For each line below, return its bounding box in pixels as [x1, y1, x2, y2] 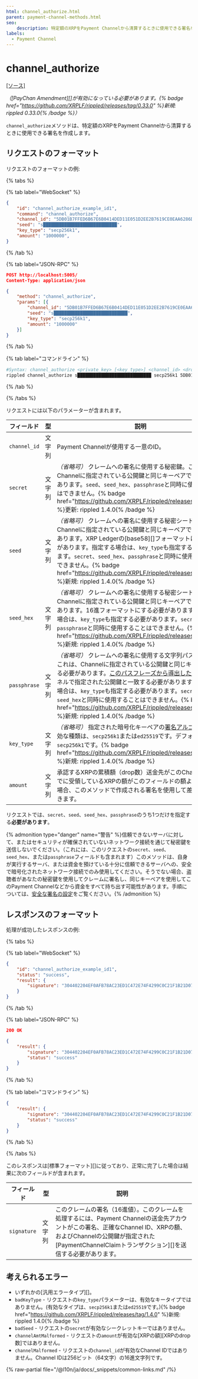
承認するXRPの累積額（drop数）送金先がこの [57, 768, 182, 777]
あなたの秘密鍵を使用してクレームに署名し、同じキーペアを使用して [21, 875, 187, 882]
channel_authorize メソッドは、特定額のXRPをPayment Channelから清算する [6, 122, 192, 129]
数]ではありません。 [14, 1339, 64, 1346]
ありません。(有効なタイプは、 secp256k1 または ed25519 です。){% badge [14, 1303, 186, 1311]
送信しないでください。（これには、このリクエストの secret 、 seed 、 [6, 846, 170, 853]
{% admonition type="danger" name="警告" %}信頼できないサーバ [6, 831, 169, 838]
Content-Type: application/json [6, 278, 85, 283]
